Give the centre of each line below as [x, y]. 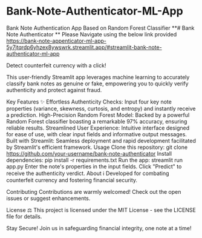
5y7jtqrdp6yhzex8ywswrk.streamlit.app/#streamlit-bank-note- [84, 47]
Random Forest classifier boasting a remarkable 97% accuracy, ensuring [97, 121]
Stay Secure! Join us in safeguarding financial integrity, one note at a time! [99, 228]
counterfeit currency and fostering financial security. [72, 180]
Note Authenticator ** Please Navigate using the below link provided [92, 34]
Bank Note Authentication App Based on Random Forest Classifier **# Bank [100, 28]
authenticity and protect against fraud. [54, 90]
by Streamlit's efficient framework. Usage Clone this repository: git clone [97, 147]
